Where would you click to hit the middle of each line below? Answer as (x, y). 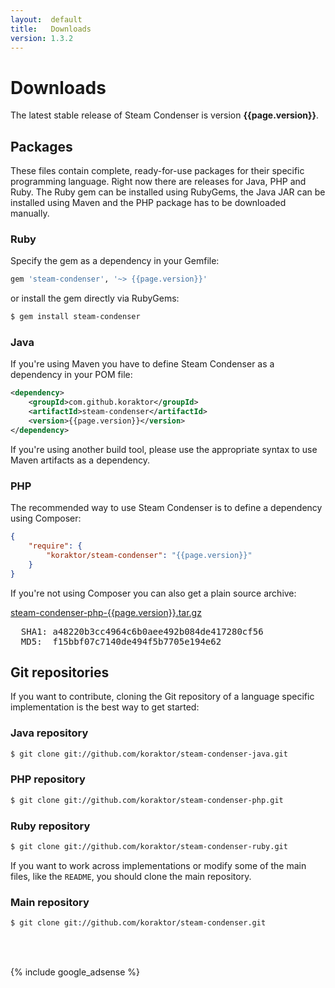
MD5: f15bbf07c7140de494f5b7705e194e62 (121, 641)
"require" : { (55, 546)
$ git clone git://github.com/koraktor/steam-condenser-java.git (149, 754)
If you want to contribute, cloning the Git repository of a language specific (162, 697)
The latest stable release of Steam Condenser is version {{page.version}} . (165, 115)
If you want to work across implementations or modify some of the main (158, 865)
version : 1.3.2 (42, 38)
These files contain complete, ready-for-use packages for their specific (157, 171)
